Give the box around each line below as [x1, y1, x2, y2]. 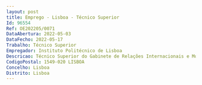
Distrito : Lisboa [6, 70, 50, 76]
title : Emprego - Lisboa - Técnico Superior [6, 14, 120, 20]
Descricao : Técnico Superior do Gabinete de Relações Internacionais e [6, 53, 189, 59]
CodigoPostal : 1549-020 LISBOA [6, 59, 85, 65]
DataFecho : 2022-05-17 [6, 37, 63, 42]
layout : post [6, 8, 39, 15]
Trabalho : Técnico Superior [6, 42, 77, 48]
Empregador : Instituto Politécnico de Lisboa [6, 48, 122, 54]
